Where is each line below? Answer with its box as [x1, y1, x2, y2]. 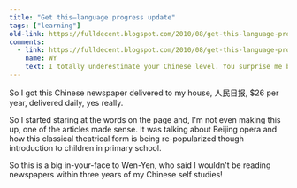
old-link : [9, 29, 46, 38]
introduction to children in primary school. [9, 142, 162, 153]
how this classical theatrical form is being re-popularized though [9, 133, 245, 144]
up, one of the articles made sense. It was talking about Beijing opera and [9, 124, 278, 134]
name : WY [25, 54, 57, 63]
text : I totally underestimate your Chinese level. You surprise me [25, 63, 283, 71]
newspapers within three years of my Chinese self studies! [9, 169, 223, 179]
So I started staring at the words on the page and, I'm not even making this [9, 114, 281, 124]
